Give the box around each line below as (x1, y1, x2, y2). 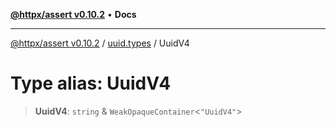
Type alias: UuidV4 (10, 72, 172, 95)
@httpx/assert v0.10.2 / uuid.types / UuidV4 (10, 37, 190, 49)
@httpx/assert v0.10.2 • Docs (10, 9, 137, 20)
